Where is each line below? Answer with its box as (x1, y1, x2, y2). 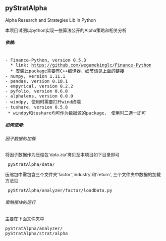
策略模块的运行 (5, 199, 36, 205)
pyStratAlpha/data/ (7, 162, 55, 167)
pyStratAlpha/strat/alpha (5, 230, 68, 236)
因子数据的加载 (5, 136, 36, 142)
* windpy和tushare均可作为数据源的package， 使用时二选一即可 (7, 110, 146, 116)
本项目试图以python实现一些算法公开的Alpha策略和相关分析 (5, 27, 127, 33)
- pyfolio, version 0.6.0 (5, 88, 68, 94)
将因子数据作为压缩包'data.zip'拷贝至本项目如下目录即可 (5, 152, 120, 158)
